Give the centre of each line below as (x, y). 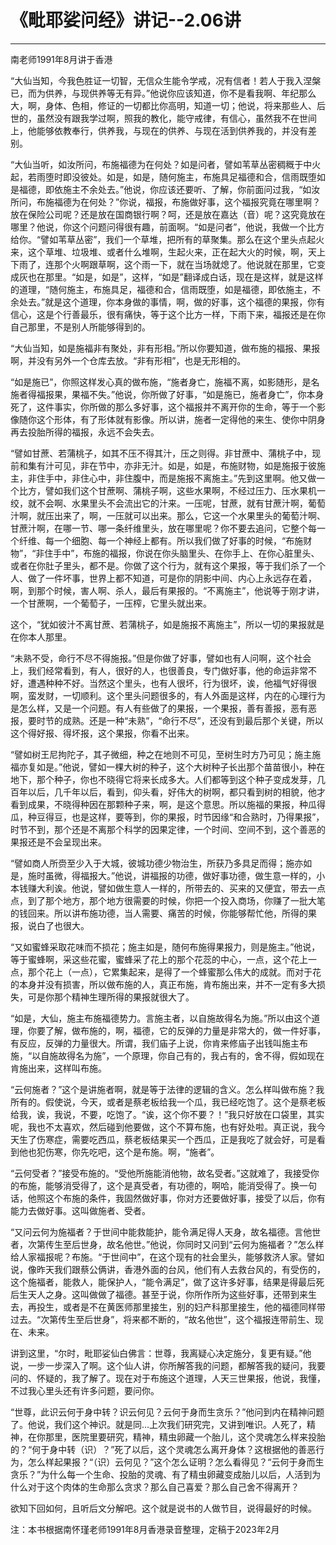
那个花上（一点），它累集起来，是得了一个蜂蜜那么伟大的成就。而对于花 (174, 972)
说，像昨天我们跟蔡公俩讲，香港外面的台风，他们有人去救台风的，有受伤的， (168, 1269)
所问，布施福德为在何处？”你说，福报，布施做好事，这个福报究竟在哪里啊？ (166, 202)
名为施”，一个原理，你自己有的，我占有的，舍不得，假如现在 (200, 1055)
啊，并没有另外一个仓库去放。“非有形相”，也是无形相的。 (128, 360)
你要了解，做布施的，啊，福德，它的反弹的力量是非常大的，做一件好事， (176, 1030)
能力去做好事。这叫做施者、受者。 (80, 1210)
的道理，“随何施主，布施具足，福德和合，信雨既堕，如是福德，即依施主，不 (166, 289)
